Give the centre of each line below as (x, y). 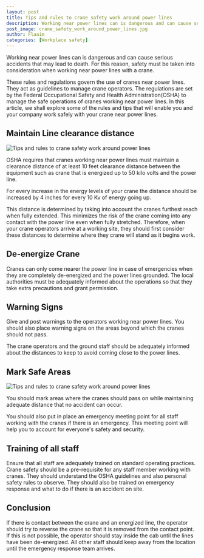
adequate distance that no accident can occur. (64, 405)
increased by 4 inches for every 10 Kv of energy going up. (79, 197)
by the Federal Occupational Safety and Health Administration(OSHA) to (96, 95)
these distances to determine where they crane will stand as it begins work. (101, 235)
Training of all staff (43, 448)
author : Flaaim (25, 35)
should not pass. (27, 335)
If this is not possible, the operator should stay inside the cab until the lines (100, 536)
